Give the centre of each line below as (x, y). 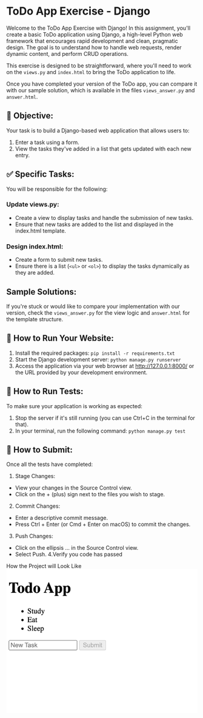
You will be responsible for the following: (57, 189)
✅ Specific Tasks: (40, 174)
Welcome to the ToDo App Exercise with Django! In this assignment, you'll (98, 28)
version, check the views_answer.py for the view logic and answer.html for (98, 313)
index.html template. (41, 231)
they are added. (35, 273)
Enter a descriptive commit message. (61, 518)
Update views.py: (33, 205)
